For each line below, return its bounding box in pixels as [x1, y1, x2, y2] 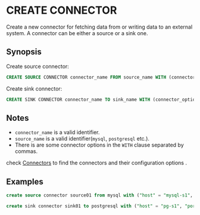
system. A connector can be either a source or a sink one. [6, 29, 148, 36]
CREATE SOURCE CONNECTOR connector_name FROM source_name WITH [6, 74, 167, 80]
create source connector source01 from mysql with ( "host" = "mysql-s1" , [6, 192, 193, 198]
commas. [14, 148, 38, 155]
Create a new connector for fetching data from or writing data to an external [6, 23, 193, 30]
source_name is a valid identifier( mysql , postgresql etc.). [14, 135, 150, 142]
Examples [6, 176, 43, 186]
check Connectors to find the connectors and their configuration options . [6, 159, 187, 167]
